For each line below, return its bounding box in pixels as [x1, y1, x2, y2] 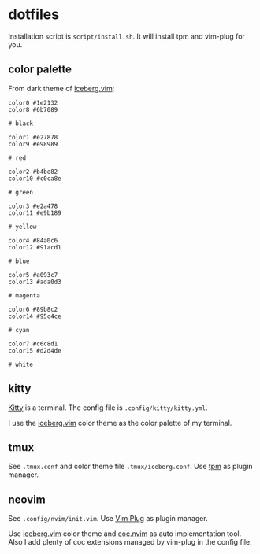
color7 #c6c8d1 [8, 340, 58, 348]
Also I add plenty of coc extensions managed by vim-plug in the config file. [8, 537, 252, 547]
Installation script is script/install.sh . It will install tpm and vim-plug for [8, 31, 246, 41]
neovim [8, 493, 46, 506]
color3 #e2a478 [8, 202, 58, 210]
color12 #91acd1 [8, 243, 61, 251]
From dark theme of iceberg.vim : [8, 83, 115, 93]
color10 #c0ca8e [8, 175, 61, 183]
